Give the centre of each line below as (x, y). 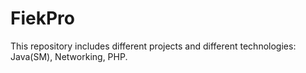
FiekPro (42, 18)
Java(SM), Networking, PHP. (69, 56)
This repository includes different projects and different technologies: (153, 46)
